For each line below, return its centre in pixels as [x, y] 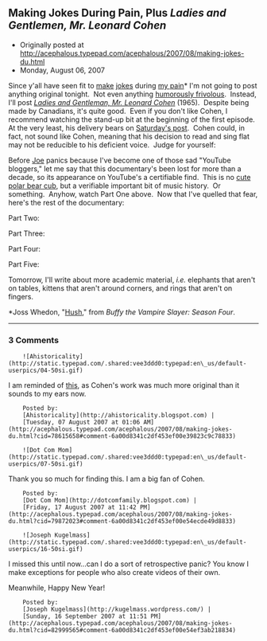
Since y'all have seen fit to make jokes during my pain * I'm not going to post [133, 85]
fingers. [21, 296]
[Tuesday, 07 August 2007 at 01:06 [81, 422]
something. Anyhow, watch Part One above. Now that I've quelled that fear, [133, 193]
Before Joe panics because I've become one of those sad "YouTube [120, 160]
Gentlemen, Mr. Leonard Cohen [87, 26]
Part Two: [24, 217]
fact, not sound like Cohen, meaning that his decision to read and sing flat [129, 136]
